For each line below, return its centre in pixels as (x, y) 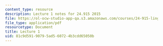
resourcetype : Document (29, 27)
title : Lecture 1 (23, 32)
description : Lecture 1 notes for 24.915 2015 (53, 14)
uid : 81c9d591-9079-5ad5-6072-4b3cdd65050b (50, 36)
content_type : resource (29, 9)
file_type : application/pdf (33, 23)
